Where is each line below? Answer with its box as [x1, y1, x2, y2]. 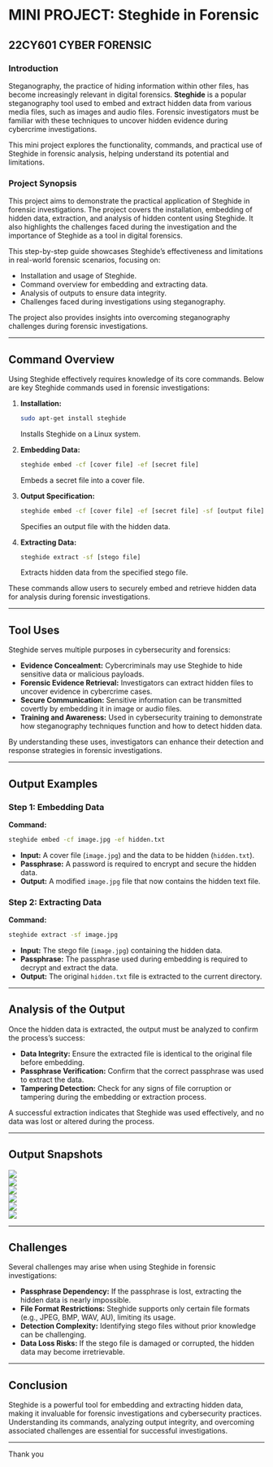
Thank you [8, 1449, 45, 1459]
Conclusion [8, 1378, 68, 1392]
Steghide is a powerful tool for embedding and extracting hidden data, [8, 1400, 244, 1410]
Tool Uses [8, 623, 60, 637]
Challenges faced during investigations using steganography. [19, 297, 226, 307]
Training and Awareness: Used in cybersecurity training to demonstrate [19, 712, 262, 722]
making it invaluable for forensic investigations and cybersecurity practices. [8, 1408, 262, 1418]
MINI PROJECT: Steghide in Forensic [8, 6, 260, 24]
